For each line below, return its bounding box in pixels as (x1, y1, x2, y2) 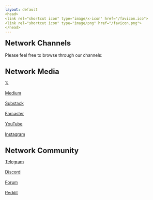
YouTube (5, 121, 23, 127)
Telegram (5, 159, 24, 165)
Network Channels (5, 38, 71, 48)
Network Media (5, 67, 60, 77)
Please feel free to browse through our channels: (5, 52, 103, 58)
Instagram (5, 131, 25, 137)
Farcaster (5, 111, 24, 117)
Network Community (5, 146, 79, 155)
